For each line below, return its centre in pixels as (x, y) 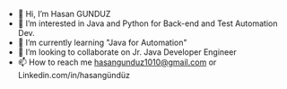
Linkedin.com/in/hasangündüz (74, 75)
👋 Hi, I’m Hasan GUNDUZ (64, 14)
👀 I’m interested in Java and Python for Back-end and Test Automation (148, 23)
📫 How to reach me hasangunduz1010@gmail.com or (117, 62)
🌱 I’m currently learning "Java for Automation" (102, 42)
